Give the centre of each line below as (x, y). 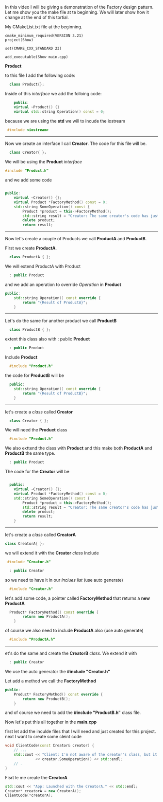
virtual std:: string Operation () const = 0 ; (59, 111)
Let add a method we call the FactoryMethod (50, 681)
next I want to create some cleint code (43, 737)
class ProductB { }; (30, 330)
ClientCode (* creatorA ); (29, 795)
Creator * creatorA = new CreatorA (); (43, 791)
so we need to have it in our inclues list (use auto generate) (64, 580)
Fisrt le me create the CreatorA (36, 777)
